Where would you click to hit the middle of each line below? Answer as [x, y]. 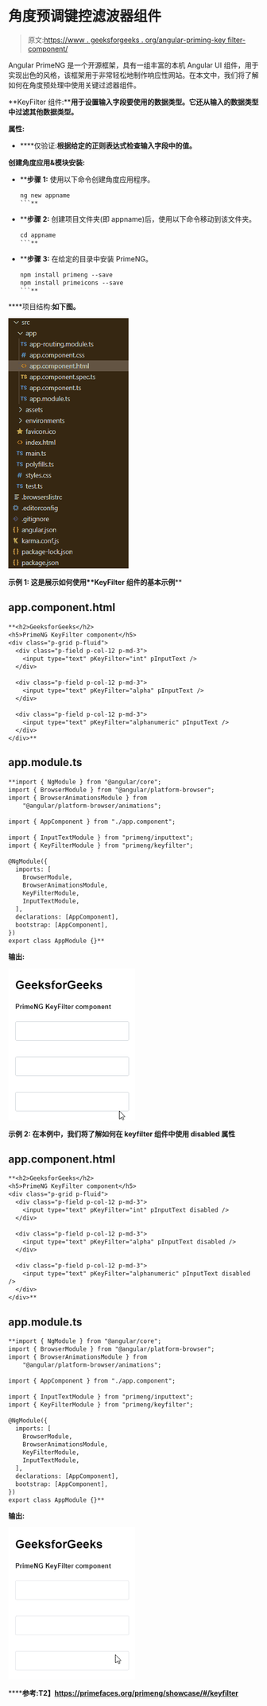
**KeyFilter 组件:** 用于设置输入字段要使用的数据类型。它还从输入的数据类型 [133, 102]
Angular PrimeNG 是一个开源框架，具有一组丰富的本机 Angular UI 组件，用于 [133, 65]
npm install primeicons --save [72, 283]
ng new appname [45, 195]
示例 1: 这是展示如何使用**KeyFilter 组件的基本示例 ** [95, 582]
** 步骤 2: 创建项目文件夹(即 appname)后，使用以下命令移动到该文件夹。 [138, 219]
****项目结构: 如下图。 [44, 306]
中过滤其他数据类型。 [43, 111]
